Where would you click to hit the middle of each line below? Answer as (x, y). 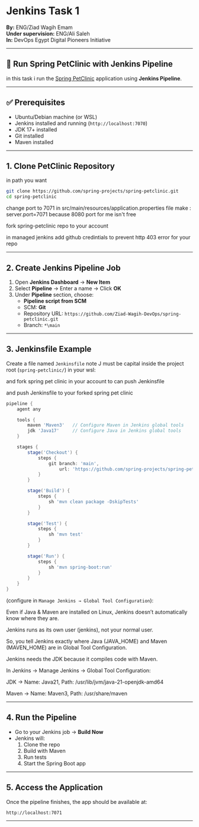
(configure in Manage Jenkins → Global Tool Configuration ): (80, 600)
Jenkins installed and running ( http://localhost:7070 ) (81, 123)
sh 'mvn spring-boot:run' (80, 567)
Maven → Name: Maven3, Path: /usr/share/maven (67, 693)
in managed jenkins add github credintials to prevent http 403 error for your (98, 238)
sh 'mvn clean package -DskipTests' (94, 502)
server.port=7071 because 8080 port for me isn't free (71, 214)
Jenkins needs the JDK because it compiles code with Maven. (82, 659)
